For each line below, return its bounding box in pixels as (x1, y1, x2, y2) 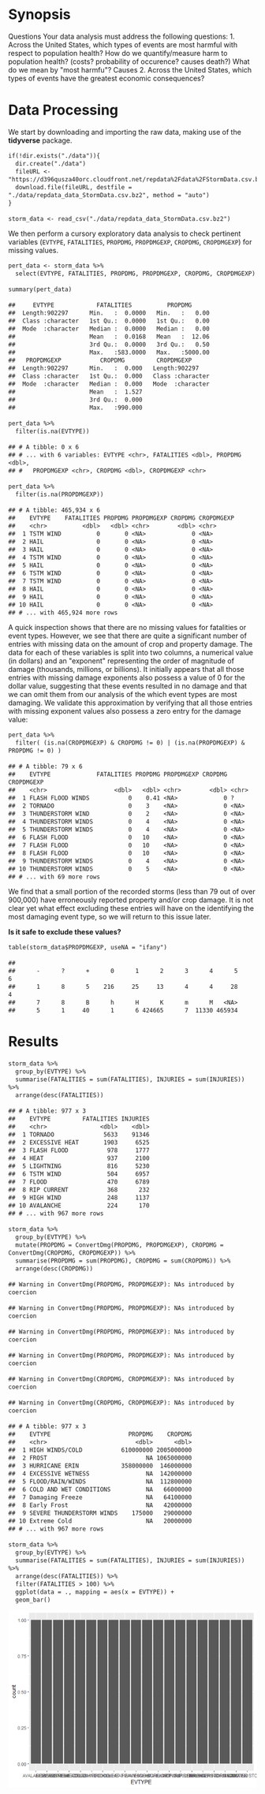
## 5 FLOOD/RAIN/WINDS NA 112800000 (8, 1477, 192, 1486)
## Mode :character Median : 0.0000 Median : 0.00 (8, 325, 211, 333)
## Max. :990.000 (8, 404, 144, 412)
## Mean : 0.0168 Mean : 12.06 (8, 333, 211, 341)
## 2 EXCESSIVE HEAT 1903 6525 (8, 1138, 150, 1147)
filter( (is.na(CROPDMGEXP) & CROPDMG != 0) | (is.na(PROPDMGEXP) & (15, 739, 245, 747)
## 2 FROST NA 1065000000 (8, 1453, 192, 1462)
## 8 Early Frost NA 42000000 (8, 1501, 192, 1509)
